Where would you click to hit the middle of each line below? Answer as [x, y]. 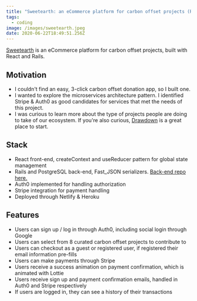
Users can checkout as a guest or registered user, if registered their [96, 248]
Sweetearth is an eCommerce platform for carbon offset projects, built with [97, 50]
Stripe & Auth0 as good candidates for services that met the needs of [98, 101]
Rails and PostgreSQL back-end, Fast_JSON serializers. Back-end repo [100, 172]
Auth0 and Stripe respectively [50, 285]
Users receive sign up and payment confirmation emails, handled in [96, 279]
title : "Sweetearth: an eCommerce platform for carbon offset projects [95, 11]
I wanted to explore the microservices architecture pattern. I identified [99, 95]
